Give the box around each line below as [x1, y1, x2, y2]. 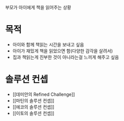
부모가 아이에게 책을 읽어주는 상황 [5, 5, 72, 10]
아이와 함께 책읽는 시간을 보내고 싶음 [12, 41, 84, 47]
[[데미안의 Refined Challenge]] [12, 91, 75, 97]
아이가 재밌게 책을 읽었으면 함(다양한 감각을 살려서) [12, 47, 113, 54]
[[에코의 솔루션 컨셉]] [12, 104, 54, 110]
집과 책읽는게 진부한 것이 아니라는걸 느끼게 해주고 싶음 [12, 54, 119, 60]
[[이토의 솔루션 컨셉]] [12, 110, 54, 116]
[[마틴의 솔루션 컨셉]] [12, 97, 54, 103]
